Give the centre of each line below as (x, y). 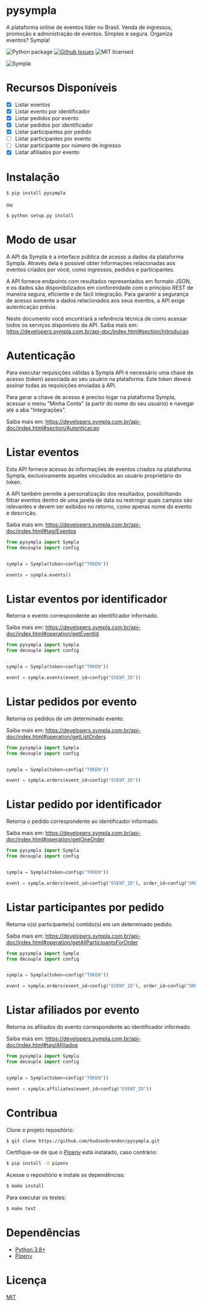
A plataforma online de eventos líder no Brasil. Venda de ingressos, (89, 27)
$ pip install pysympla (36, 193)
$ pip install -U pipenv (37, 1164)
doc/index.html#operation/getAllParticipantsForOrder (72, 942)
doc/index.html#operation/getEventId (53, 634)
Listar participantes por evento (53, 139)
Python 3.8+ (30, 1249)
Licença (26, 1280)
